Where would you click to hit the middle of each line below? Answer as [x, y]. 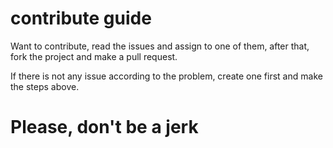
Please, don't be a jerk [104, 127]
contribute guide [81, 18]
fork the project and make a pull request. [94, 56]
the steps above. [45, 86]
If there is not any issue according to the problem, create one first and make [166, 76]
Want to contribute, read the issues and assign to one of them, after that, [160, 46]
